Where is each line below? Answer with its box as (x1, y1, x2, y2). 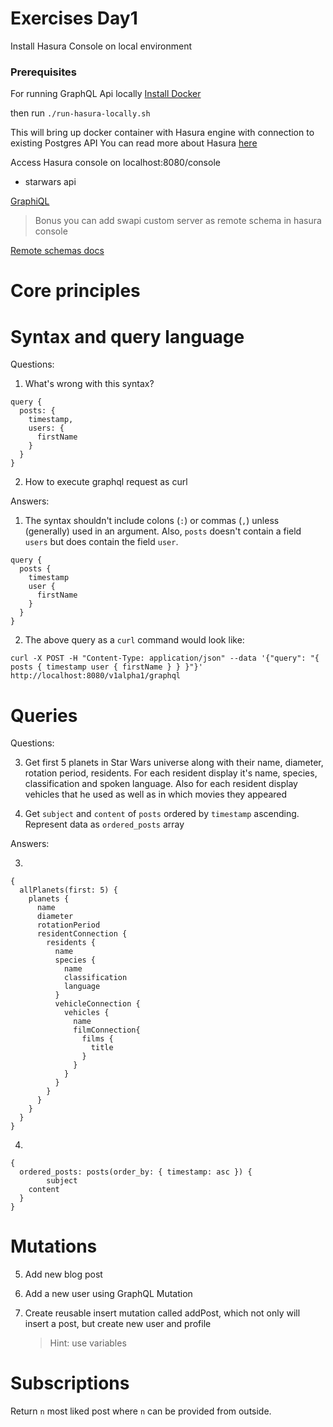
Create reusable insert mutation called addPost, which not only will (24, 1307, 301, 1319)
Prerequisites (10, 65, 77, 79)
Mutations (10, 1235, 98, 1258)
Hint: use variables (49, 1337, 127, 1349)
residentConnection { (36, 929, 128, 939)
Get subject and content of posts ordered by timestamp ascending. (24, 808, 300, 820)
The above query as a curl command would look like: (24, 634, 245, 646)
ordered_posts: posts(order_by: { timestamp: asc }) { (19, 1167, 253, 1177)
